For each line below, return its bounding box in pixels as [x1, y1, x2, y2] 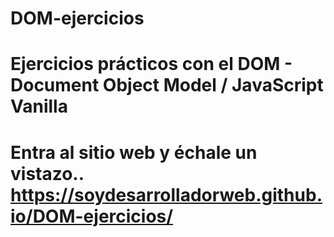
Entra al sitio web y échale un [10, 141, 258, 164]
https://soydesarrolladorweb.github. [10, 183, 323, 206]
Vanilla [10, 95, 68, 118]
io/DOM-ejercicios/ [10, 205, 174, 227]
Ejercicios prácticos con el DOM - [10, 53, 293, 76]
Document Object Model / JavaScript [10, 74, 324, 97]
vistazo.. [10, 162, 85, 185]
